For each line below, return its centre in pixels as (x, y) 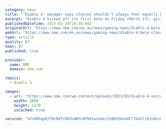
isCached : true (30, 110)
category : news (21, 10)
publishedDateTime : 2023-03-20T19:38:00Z (48, 23)
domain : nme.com (26, 69)
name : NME (20, 65)
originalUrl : (19, 28)
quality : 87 (17, 42)
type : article (20, 38)
